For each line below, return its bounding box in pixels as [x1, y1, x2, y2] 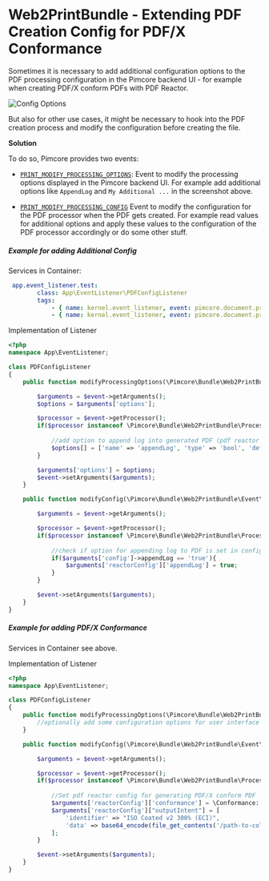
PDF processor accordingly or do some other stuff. [19, 227, 188, 237]
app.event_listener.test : [11, 281, 98, 289]
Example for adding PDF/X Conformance [8, 623, 148, 633]
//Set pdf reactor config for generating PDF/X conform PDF [50, 791, 256, 800]
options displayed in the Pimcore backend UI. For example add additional [19, 178, 261, 187]
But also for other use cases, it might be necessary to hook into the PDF [8, 114, 246, 123]
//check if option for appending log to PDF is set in [50, 546, 239, 554]
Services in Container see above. [8, 643, 118, 653]
